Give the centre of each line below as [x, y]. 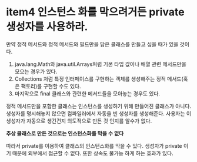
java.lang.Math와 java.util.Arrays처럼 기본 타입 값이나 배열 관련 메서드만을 [101, 64]
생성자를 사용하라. [47, 27]
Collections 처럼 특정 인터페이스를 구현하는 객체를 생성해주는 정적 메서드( [99, 79]
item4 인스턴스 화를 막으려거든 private [95, 12]
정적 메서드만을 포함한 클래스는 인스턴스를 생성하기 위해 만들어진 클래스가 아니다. [99, 106]
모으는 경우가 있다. [36, 71]
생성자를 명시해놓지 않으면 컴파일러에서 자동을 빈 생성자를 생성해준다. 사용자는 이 [99, 113]
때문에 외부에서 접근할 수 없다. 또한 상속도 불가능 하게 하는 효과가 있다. [93, 153]
